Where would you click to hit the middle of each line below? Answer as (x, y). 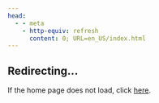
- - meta (30, 23)
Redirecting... (43, 70)
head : (17, 16)
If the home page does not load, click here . (79, 90)
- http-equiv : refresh (60, 31)
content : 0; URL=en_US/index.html (88, 38)
